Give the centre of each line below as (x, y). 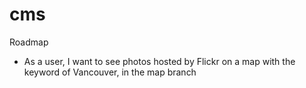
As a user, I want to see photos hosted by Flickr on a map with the (159, 61)
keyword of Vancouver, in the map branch (110, 72)
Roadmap (29, 42)
